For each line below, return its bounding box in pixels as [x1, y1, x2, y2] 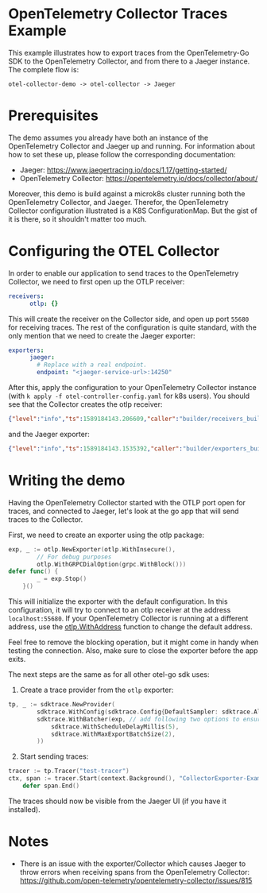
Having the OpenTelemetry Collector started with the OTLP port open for [8, 497, 246, 507]
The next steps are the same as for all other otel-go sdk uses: [8, 670, 210, 679]
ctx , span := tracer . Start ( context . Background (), [8, 775, 176, 783]
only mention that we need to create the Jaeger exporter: [8, 331, 196, 340]
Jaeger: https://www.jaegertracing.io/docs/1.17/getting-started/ [19, 164, 227, 175]
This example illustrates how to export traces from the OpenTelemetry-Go [8, 48, 250, 57]
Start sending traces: [19, 752, 89, 761]
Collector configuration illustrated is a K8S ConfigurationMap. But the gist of [8, 206, 258, 215]
